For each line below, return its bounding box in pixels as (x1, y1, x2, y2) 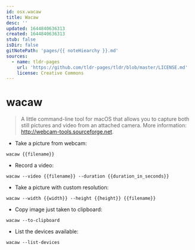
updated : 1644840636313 (6, 25, 66, 32)
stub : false (6, 36, 36, 42)
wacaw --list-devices (6, 240, 60, 246)
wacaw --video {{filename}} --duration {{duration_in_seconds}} (6, 173, 169, 179)
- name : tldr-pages (11, 59, 60, 65)
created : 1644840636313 (6, 31, 66, 37)
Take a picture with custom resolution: (14, 184, 109, 191)
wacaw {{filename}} (6, 151, 55, 157)
